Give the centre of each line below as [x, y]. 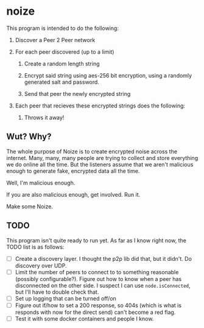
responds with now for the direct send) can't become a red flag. [95, 312]
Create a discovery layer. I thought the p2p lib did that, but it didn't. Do [103, 258]
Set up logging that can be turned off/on [66, 298]
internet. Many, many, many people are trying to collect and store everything [102, 158]
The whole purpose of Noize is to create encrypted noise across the [92, 151]
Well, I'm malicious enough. [41, 183]
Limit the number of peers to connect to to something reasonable [97, 272]
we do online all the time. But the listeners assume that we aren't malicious [100, 164]
